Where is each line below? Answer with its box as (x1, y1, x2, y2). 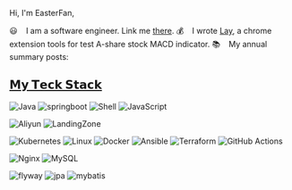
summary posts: (9, 52, 69, 62)
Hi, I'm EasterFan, (9, 8, 74, 18)
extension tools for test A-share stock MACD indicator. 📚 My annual (9, 39, 268, 49)
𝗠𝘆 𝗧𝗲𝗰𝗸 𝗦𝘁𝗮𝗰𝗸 (9, 78, 103, 93)
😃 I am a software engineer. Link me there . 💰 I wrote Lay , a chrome (9, 26, 272, 36)
